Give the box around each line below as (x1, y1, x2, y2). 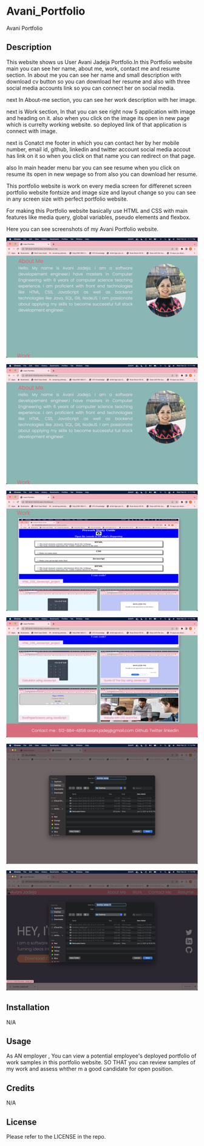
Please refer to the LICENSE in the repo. (6, 1133, 106, 1140)
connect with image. (6, 127, 58, 135)
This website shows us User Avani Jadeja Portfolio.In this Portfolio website (6, 58, 192, 65)
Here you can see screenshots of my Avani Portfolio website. (6, 225, 159, 232)
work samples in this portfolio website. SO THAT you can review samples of (6, 1059, 196, 1066)
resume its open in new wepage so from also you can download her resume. (6, 170, 198, 177)
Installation (6, 1002, 50, 1013)
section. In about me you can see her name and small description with (6, 71, 182, 79)
